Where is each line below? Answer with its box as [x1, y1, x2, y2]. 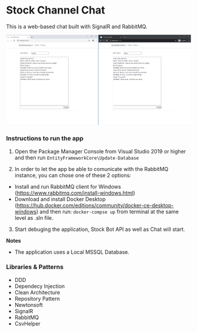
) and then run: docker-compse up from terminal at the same [36, 208, 179, 215]
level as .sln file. [14, 214, 54, 221]
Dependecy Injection [14, 283, 65, 290]
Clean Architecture [14, 289, 60, 296]
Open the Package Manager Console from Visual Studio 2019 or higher [14, 147, 186, 155]
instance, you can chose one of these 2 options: [14, 172, 131, 179]
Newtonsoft [14, 301, 43, 308]
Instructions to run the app [6, 135, 84, 143]
